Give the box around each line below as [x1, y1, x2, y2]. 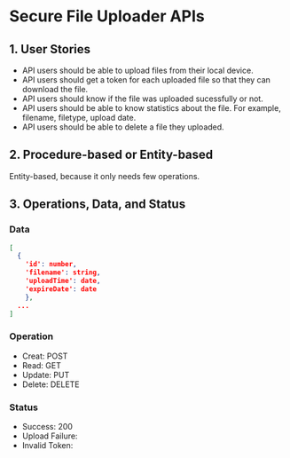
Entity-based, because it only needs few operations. [9, 170, 200, 181]
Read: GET [21, 359, 62, 370]
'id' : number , [25, 260, 77, 269]
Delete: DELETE [21, 379, 80, 390]
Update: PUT [21, 369, 70, 380]
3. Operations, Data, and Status [9, 197, 186, 212]
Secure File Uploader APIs [9, 6, 206, 27]
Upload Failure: [21, 430, 78, 441]
